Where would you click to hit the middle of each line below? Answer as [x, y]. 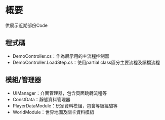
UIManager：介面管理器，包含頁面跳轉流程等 [60, 93]
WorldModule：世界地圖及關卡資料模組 [53, 112]
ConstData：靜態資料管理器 [42, 99]
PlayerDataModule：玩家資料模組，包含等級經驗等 [65, 106]
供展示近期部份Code [27, 25]
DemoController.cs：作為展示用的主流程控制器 [61, 56]
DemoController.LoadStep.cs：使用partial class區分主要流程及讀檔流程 [86, 62]
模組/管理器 [23, 80]
